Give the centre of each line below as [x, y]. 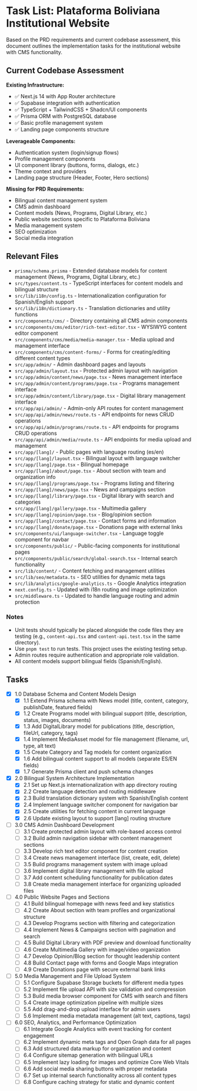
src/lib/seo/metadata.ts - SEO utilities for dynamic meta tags [90, 577]
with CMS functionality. [34, 52]
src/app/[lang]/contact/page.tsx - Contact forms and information [95, 520]
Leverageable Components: [41, 141]
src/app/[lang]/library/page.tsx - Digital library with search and [94, 495]
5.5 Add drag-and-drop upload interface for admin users [92, 1009]
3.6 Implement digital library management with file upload [93, 871]
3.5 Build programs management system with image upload [95, 864]
